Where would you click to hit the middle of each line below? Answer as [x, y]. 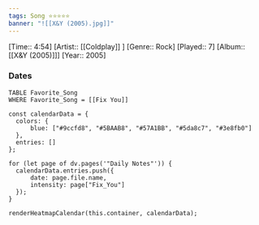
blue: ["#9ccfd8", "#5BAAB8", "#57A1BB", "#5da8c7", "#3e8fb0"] [141, 128]
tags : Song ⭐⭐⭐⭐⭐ [39, 16]
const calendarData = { [49, 114]
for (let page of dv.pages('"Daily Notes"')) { [91, 163]
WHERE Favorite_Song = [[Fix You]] [69, 100]
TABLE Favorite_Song [43, 93]
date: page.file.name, [68, 178]
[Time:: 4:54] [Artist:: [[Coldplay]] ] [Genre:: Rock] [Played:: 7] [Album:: [127, 46]
